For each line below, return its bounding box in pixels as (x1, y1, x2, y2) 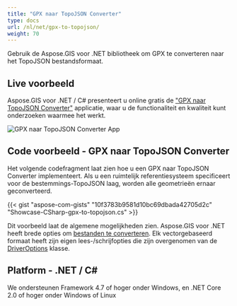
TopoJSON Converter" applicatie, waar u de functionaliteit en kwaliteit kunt (7, 104, 226, 112)
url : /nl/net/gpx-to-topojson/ (7, 23, 100, 30)
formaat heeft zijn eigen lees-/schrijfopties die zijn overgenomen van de (7, 236, 218, 245)
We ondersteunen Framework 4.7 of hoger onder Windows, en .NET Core (7, 283, 221, 292)
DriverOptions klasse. (7, 244, 71, 252)
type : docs (7, 17, 40, 24)
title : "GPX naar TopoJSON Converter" (7, 10, 122, 18)
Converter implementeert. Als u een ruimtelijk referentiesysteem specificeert (7, 171, 231, 180)
